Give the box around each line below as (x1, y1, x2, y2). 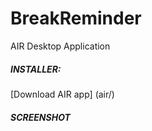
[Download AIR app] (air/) (10, 88, 115, 100)
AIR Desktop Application (10, 40, 111, 52)
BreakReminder (10, 7, 142, 30)
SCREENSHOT (10, 111, 71, 123)
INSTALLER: (10, 63, 62, 75)
